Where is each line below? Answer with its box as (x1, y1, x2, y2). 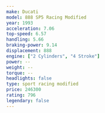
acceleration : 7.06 (6, 25, 55, 32)
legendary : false (6, 97, 50, 103)
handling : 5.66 (6, 36, 44, 42)
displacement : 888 (6, 48, 52, 54)
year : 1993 (6, 20, 33, 26)
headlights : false (6, 75, 52, 81)
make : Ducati (6, 8, 39, 15)
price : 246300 (6, 87, 42, 93)
